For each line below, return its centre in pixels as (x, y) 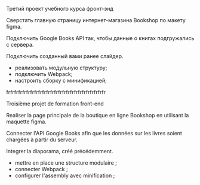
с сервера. (20, 45)
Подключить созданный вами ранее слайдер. (65, 56)
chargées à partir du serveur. (42, 139)
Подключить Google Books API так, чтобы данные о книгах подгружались (100, 38)
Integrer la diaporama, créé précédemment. (60, 151)
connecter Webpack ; (41, 169)
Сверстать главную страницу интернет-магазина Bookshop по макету (96, 20)
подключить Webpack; (44, 74)
